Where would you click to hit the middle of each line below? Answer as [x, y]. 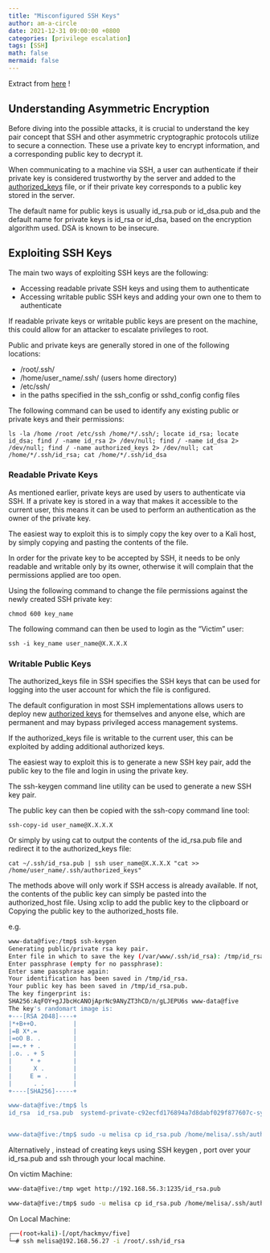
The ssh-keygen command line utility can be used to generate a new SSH [130, 786]
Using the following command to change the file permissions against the [128, 590]
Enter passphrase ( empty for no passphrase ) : [86, 964]
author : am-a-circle [43, 23]
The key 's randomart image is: [61, 1008]
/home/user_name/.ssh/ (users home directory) [98, 377]
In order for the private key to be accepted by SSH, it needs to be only [124, 558]
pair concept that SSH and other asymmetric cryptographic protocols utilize [134, 137]
